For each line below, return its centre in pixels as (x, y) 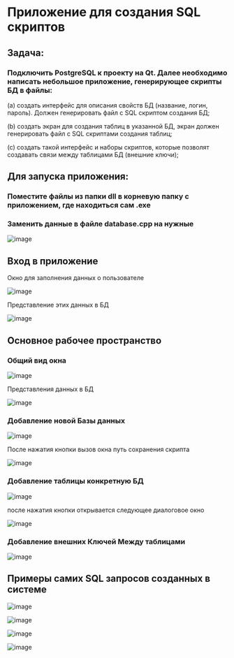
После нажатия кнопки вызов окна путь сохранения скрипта (98, 449)
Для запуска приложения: (68, 176)
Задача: (25, 53)
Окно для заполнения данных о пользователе (76, 278)
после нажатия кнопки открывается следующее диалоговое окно (106, 510)
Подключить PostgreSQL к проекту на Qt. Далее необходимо (117, 73)
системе (27, 590)
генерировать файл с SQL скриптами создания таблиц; (90, 133)
